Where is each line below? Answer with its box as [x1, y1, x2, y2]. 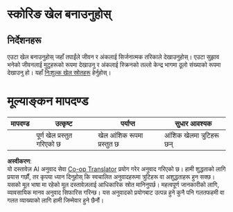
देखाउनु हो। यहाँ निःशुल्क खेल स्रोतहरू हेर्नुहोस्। [7, 69, 112, 76]
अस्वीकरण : [7, 156, 33, 165]
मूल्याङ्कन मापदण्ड [7, 93, 89, 109]
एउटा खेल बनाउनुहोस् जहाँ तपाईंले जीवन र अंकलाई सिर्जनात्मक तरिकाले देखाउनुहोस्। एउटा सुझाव [7, 53, 220, 61]
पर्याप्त [120, 118, 135, 128]
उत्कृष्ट [55, 118, 73, 128]
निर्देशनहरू [7, 34, 42, 46]
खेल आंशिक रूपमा [98, 130, 144, 140]
